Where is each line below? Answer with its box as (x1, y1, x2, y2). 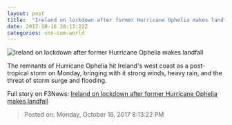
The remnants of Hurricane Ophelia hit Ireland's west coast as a (7, 61, 188, 70)
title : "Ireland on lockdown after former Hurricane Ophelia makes (7, 17, 209, 23)
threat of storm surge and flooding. (7, 77, 107, 85)
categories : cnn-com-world (7, 29, 85, 37)
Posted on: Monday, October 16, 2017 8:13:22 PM (23, 110, 164, 119)
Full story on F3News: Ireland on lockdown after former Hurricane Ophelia (7, 90, 217, 98)
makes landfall (7, 97, 48, 106)
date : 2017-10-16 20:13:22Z (7, 23, 88, 30)
